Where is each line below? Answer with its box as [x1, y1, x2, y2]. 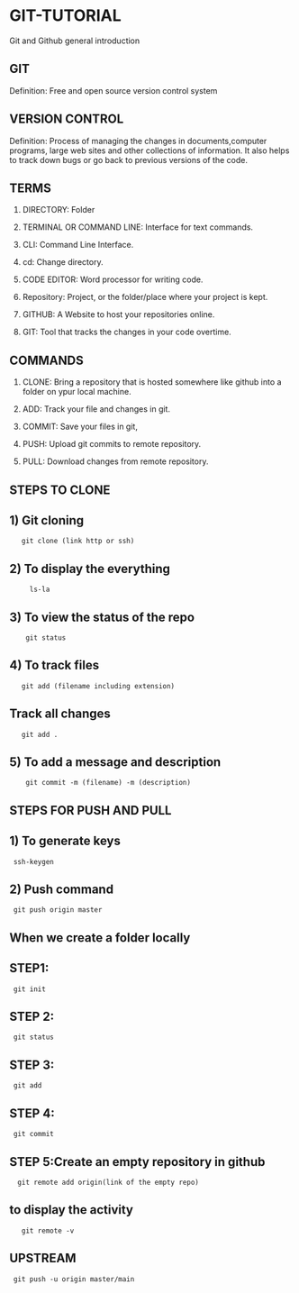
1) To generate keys [9, 833, 122, 849]
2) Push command [9, 882, 114, 897]
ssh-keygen [13, 857, 54, 866]
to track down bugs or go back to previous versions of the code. [9, 154, 248, 165]
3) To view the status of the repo [9, 609, 195, 624]
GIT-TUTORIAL [9, 5, 122, 26]
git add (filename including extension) [21, 681, 176, 690]
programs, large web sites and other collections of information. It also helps [9, 145, 290, 156]
